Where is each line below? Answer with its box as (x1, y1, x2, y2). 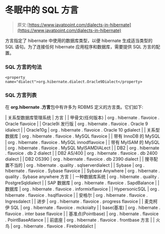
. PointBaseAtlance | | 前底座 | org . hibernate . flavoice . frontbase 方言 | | (5, 217, 155, 223)
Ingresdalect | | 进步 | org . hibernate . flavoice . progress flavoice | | (5, 198, 144, 204)
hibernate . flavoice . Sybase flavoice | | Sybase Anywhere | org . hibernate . (5, 168, 160, 174)
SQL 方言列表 (5, 92, 37, 99)
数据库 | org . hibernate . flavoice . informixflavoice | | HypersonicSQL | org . (5, 186, 160, 192)
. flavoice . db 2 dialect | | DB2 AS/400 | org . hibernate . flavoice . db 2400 (5, 150, 158, 156)
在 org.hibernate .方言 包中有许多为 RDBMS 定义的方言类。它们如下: (5, 104, 143, 110)
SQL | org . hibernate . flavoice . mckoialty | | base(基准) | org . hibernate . (10, 204, 161, 210)
